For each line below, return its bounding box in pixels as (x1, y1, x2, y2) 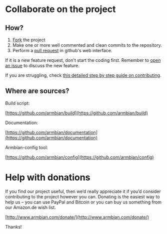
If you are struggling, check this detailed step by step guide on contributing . (5, 72, 161, 78)
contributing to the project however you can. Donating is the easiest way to (5, 193, 160, 199)
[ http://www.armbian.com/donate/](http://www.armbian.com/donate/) (5, 214, 149, 220)
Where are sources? (5, 87, 69, 95)
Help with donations (5, 172, 90, 183)
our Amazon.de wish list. (5, 204, 56, 210)
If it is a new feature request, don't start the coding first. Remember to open (5, 57, 161, 63)
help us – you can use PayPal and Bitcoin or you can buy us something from (5, 199, 161, 205)
